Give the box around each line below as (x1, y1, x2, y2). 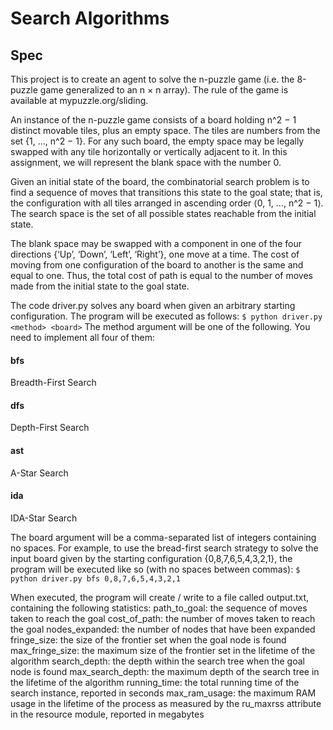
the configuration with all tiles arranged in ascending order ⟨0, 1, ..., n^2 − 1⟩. (10, 197, 324, 209)
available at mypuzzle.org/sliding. (10, 95, 149, 106)
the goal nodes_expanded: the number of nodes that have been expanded (10, 623, 316, 635)
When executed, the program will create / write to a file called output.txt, (10, 591, 310, 603)
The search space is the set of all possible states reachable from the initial (10, 208, 317, 219)
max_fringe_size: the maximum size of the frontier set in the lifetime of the (10, 644, 316, 656)
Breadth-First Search (10, 377, 97, 389)
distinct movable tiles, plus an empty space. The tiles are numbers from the (10, 125, 321, 136)
